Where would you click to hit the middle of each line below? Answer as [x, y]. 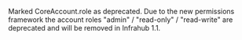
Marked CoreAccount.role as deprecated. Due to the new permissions [121, 11]
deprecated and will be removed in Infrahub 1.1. [84, 28]
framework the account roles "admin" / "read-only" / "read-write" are [121, 20]
